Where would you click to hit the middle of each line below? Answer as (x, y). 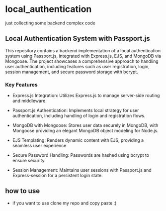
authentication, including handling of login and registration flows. (79, 116)
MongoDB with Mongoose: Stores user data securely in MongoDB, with (85, 125)
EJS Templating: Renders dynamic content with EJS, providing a (78, 140)
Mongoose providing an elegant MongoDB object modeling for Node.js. (85, 131)
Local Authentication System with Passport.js (78, 39)
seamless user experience (39, 146)
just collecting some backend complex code (50, 23)
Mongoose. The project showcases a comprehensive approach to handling (82, 61)
